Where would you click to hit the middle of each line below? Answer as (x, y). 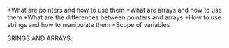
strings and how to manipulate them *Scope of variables (89, 25)
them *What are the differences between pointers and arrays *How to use (114, 17)
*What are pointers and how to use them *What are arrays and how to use (114, 10)
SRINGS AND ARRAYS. (40, 38)
